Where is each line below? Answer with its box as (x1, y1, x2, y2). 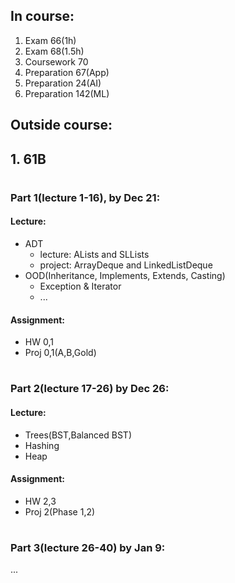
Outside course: (10, 117, 113, 134)
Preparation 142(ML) (24, 87, 110, 99)
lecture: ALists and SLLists (39, 248, 150, 260)
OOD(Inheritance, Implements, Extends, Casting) (24, 269, 226, 281)
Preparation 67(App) (24, 66, 110, 78)
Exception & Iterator (39, 280, 122, 292)
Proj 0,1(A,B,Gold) (24, 347, 97, 359)
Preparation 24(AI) (24, 77, 102, 89)
